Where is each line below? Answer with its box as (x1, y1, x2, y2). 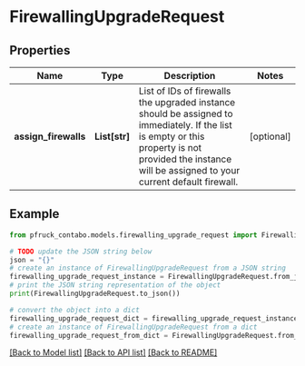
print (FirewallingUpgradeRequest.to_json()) (9, 289, 181, 299)
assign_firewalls (14, 130, 86, 143)
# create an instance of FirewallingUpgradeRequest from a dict (9, 322, 258, 331)
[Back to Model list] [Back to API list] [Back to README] (9, 347, 218, 358)
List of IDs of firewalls (139, 84, 231, 97)
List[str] (94, 130, 131, 143)
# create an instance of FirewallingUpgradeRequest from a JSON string (9, 263, 286, 273)
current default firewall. (139, 175, 239, 188)
